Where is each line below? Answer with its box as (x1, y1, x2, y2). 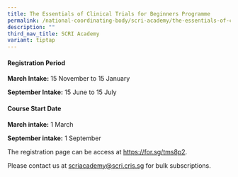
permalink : (7, 17, 40, 24)
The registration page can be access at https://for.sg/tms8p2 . (7, 147, 188, 156)
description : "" (7, 23, 55, 30)
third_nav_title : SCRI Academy (7, 30, 100, 38)
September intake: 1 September (7, 134, 101, 142)
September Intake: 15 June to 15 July (7, 88, 117, 96)
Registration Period (7, 58, 66, 67)
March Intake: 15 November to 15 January (7, 74, 130, 83)
